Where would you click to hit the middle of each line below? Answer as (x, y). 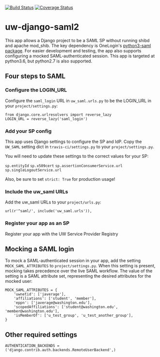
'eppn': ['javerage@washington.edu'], (53, 303)
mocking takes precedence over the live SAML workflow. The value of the (79, 271)
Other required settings (41, 334)
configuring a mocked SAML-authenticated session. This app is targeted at (80, 56)
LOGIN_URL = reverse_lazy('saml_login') (47, 119)
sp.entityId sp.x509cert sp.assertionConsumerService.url (64, 166)
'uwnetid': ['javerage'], (40, 295)
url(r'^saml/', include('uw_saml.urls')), (48, 211)
